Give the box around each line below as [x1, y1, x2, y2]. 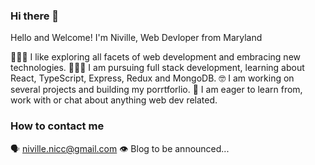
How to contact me [10, 119, 105, 133]
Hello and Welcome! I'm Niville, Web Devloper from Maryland [10, 32, 263, 44]
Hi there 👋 [10, 9, 60, 23]
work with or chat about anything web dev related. [10, 94, 218, 106]
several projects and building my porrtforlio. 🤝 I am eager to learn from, [10, 84, 303, 96]
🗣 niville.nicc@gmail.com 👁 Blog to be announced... [10, 142, 230, 154]
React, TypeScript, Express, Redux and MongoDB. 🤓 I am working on [10, 72, 295, 84]
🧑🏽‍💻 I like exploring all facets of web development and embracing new [10, 51, 301, 63]
